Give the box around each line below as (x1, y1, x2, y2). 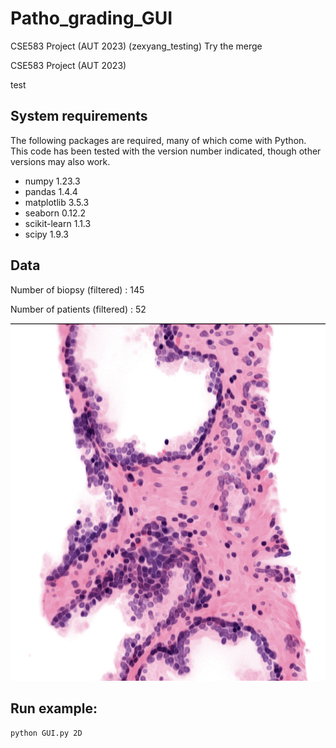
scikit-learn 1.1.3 (24, 217, 92, 229)
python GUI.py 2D (10, 728, 83, 738)
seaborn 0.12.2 (24, 207, 87, 219)
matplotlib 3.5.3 (24, 196, 90, 208)
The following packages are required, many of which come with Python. (10, 134, 307, 146)
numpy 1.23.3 (24, 175, 81, 187)
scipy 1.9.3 (24, 228, 69, 240)
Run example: (10, 700, 98, 717)
